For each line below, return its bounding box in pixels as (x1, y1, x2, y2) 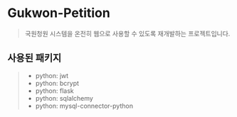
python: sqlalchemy (35, 94, 94, 102)
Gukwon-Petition (7, 5, 110, 21)
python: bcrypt (35, 79, 80, 87)
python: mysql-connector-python (35, 101, 134, 110)
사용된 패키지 (7, 52, 62, 65)
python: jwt (35, 71, 69, 79)
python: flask (35, 87, 74, 95)
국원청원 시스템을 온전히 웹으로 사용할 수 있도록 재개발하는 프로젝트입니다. (24, 29, 231, 38)
